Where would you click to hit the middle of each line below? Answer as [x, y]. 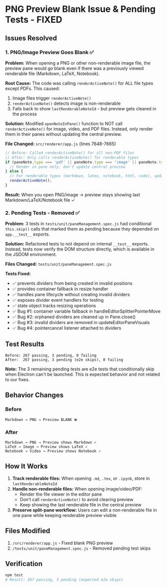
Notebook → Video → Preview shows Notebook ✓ [53, 451]
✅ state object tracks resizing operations [54, 306]
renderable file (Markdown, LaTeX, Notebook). [53, 74]
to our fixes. [17, 379]
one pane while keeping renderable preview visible [64, 515]
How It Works [27, 466]
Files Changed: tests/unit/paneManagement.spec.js [58, 264]
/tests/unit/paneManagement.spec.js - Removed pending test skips [81, 548]
